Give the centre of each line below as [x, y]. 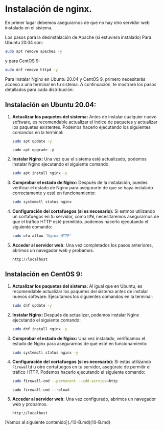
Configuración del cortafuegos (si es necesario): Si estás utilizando [82, 362]
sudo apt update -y [32, 141]
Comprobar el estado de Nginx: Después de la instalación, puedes [80, 182]
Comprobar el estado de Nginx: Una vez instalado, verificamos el [79, 338]
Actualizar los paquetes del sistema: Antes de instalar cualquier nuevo [84, 116]
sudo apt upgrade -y [33, 150]
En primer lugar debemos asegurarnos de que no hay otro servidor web [78, 23]
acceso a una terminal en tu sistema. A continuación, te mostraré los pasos [81, 84]
